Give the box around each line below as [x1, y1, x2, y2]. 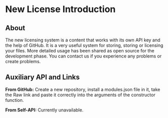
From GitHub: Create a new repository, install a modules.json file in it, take [5, 86, 160, 92]
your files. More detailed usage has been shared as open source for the [5, 48, 154, 53]
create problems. [5, 58, 41, 64]
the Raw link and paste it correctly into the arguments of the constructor [5, 92, 156, 98]
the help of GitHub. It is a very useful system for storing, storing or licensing [5, 42, 163, 48]
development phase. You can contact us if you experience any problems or [5, 53, 162, 59]
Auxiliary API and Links [5, 73, 80, 82]
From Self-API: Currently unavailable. [5, 107, 83, 113]
